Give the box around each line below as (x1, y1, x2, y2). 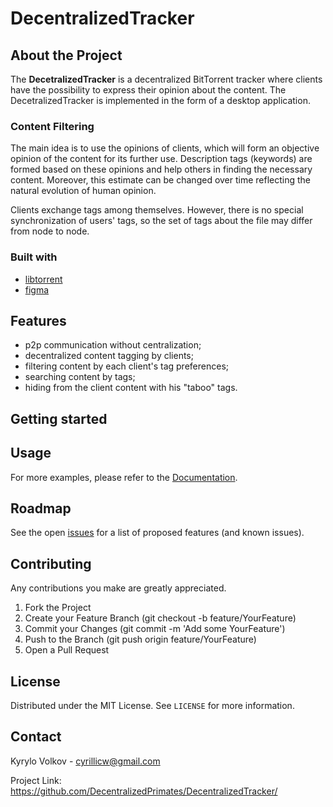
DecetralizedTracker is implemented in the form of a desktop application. (10, 95, 311, 106)
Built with (10, 250, 58, 264)
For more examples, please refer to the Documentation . (10, 471, 238, 483)
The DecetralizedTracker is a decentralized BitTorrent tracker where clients (10, 73, 323, 85)
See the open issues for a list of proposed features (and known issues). (10, 527, 305, 539)
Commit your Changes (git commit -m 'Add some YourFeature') (24, 623, 286, 635)
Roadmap (10, 500, 72, 517)
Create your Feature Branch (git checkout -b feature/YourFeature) (24, 612, 297, 624)
